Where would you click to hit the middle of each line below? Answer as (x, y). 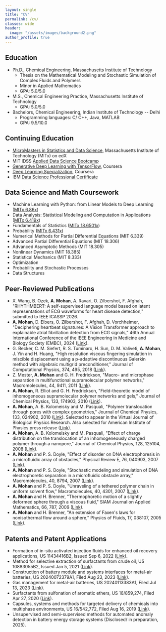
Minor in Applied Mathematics (50, 86)
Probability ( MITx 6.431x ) (38, 231)
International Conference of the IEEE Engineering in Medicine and (79, 338)
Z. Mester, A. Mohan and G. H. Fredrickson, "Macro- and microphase (83, 375)
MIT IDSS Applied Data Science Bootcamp (55, 161)
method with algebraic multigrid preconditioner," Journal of (73, 365)
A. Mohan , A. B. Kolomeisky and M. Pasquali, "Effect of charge (76, 433)
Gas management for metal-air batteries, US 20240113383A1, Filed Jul (84, 582)
